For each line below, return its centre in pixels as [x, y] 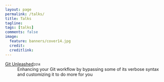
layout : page [18, 9]
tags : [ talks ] [20, 28]
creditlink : [22, 50]
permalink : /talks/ [25, 14]
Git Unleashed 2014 [23, 64]
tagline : [14, 23]
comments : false [21, 32]
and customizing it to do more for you [55, 74]
